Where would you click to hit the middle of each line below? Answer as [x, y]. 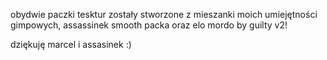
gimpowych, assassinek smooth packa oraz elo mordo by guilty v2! [149, 25]
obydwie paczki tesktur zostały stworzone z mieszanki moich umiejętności [164, 14]
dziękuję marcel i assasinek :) [71, 44]
